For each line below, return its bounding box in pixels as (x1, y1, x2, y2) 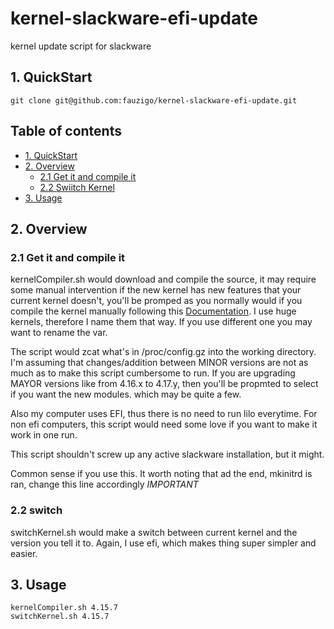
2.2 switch (10, 503, 63, 517)
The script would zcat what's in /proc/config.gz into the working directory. (10, 346, 317, 358)
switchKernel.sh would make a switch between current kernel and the (10, 526, 298, 538)
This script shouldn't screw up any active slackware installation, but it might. (10, 448, 325, 461)
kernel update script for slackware (10, 40, 152, 52)
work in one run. (10, 429, 78, 441)
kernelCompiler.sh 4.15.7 (10, 603, 118, 613)
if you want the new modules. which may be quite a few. (10, 388, 242, 401)
